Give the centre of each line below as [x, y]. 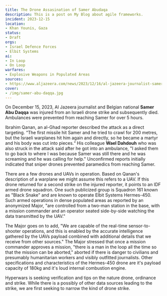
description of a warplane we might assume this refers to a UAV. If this [77, 179]
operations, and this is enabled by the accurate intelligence [83, 231]
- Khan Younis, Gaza [27, 28]
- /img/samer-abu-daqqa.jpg [34, 93]
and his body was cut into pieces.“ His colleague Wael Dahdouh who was [81, 143]
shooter [13, 231]
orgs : [11, 42]
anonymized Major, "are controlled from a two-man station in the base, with [83, 206]
